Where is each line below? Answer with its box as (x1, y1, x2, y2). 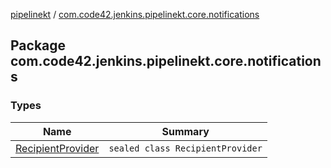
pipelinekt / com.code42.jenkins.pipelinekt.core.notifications (10, 9, 260, 20)
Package (10, 37, 67, 54)
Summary (161, 124, 210, 138)
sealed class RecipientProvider (108, 142, 263, 154)
